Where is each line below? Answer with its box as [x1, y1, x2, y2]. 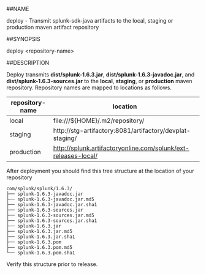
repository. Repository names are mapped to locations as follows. [6, 84, 172, 91]
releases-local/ [53, 152, 98, 160]
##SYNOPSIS [6, 35, 41, 42]
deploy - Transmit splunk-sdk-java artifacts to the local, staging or [6, 17, 174, 24]
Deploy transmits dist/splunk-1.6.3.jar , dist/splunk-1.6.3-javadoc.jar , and [6, 71, 195, 78]
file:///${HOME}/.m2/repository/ [53, 116, 145, 125]
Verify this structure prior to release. [6, 261, 98, 268]
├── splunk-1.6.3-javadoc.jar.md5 [6, 196, 95, 202]
